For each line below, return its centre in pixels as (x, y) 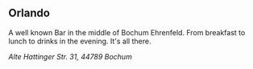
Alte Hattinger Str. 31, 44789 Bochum (71, 56)
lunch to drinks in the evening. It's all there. (80, 41)
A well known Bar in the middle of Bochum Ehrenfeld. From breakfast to (127, 32)
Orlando (29, 13)
